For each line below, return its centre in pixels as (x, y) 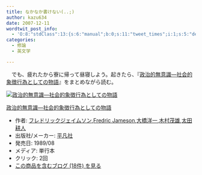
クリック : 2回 (31, 158)
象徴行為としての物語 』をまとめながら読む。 (62, 81)
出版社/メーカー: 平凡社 (44, 135)
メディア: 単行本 (35, 150)
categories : (21, 40)
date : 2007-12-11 (28, 23)
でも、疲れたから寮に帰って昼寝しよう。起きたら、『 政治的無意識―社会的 (102, 74)
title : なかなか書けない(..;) (41, 12)
